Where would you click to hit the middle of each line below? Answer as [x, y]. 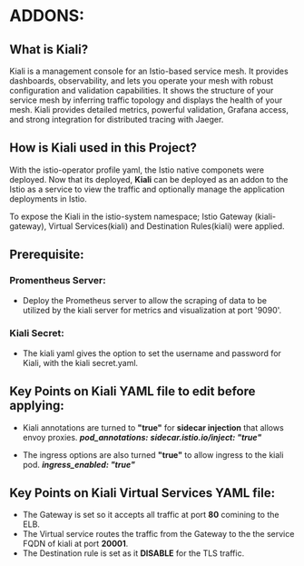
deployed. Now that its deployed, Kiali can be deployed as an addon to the [149, 179]
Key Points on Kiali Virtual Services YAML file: [142, 493]
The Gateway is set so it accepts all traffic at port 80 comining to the [151, 515]
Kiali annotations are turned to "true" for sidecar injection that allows [153, 427]
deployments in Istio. [49, 199]
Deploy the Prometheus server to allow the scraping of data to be [145, 300]
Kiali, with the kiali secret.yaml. [80, 362]
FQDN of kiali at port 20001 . [75, 544]
